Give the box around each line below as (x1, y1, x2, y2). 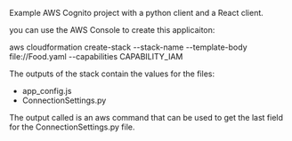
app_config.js (21, 86, 72, 96)
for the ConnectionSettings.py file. (9, 121, 135, 132)
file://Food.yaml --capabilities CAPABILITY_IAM (9, 51, 183, 61)
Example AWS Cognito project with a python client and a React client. (9, 8, 264, 18)
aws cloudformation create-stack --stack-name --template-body (9, 42, 247, 52)
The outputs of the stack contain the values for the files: (9, 68, 215, 79)
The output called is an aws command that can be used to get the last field (9, 113, 283, 122)
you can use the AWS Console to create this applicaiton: (9, 25, 215, 35)
